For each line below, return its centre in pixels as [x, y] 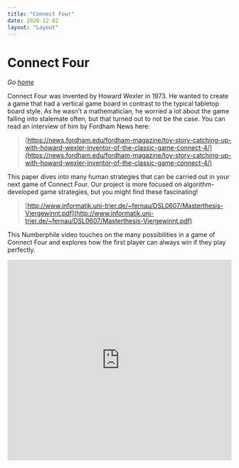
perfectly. [21, 250]
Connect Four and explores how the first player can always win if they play [117, 243]
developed [23, 192]
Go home [21, 82]
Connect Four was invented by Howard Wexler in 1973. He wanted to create [118, 96]
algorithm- [199, 184]
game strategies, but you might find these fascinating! [119, 192]
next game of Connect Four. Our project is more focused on [95, 184]
